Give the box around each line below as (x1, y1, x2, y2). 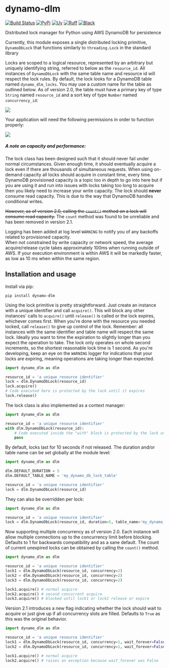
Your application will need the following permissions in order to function (5, 116, 154, 123)
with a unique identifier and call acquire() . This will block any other (5, 307, 145, 313)
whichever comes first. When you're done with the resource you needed (5, 318, 155, 324)
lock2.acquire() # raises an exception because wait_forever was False (5, 658, 158, 663)
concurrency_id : (5, 97, 39, 103)
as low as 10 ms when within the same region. (5, 255, 101, 261)
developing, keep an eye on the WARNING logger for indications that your (5, 350, 152, 356)
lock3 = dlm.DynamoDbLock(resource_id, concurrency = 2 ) (5, 578, 123, 583)
